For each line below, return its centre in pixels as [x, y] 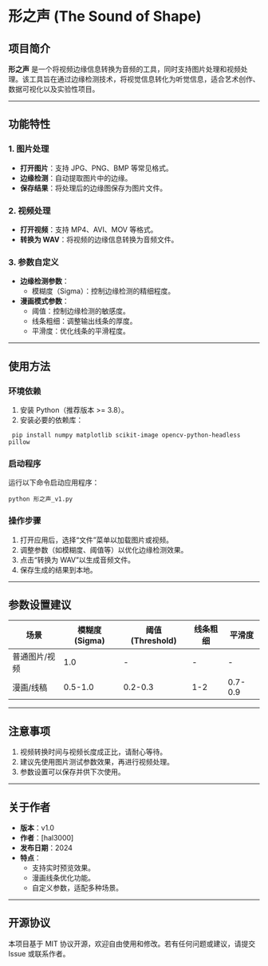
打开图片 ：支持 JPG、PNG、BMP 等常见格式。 [96, 168]
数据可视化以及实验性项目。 [54, 89]
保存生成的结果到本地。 [58, 569]
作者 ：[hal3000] [47, 838]
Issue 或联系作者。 [39, 953]
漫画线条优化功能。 [63, 878]
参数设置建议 [40, 605]
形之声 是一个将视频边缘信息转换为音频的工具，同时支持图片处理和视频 [124, 69]
